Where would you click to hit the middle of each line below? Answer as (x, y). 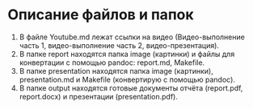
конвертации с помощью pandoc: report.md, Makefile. (112, 63)
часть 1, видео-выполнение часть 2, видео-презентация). (119, 45)
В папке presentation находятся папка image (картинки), (116, 71)
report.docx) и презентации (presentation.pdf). (99, 96)
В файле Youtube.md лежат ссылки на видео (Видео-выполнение (132, 37)
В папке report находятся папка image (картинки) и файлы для (127, 54)
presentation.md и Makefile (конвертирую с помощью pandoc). (127, 79)
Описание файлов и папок (101, 15)
